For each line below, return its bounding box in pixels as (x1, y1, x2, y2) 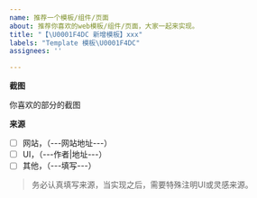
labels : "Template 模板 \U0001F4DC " (9, 38, 141, 48)
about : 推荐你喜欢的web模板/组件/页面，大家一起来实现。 (9, 22, 199, 31)
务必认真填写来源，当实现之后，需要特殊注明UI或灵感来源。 (31, 179, 253, 190)
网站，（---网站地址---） (22, 138, 113, 148)
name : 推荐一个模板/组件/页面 (9, 13, 110, 22)
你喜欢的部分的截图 (9, 100, 81, 111)
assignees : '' (9, 47, 63, 56)
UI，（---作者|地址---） (22, 149, 107, 160)
